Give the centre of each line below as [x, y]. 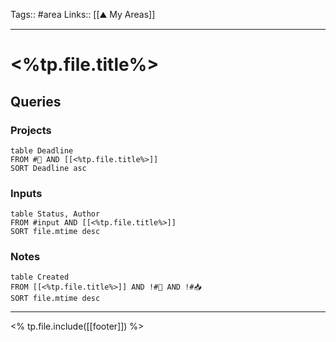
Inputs [26, 193]
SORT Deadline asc [48, 168]
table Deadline [42, 150]
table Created [40, 277]
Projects [31, 130]
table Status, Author [55, 214]
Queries [36, 101]
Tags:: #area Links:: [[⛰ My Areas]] [83, 14]
